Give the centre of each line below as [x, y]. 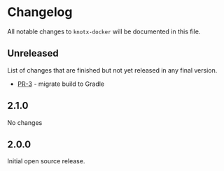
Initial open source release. [46, 161]
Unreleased [33, 53]
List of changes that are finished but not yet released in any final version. [112, 70]
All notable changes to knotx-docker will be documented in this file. [104, 31]
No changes [25, 122]
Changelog [40, 12]
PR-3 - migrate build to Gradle [61, 84]
